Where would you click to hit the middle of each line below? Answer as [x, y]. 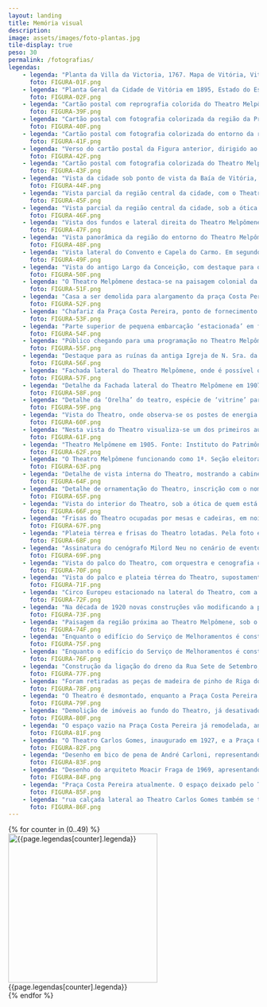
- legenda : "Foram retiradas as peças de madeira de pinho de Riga [136, 681]
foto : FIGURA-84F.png [65, 777]
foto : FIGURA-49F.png [65, 259]
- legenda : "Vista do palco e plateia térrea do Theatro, [120, 577]
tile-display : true [41, 45]
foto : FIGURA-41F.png [65, 141]
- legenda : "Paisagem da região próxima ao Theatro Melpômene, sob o [140, 622]
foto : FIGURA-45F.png [65, 200]
